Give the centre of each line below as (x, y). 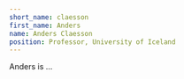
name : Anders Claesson (51, 33)
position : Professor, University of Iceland (92, 42)
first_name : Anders (45, 25)
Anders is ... (31, 67)
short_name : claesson (49, 17)
